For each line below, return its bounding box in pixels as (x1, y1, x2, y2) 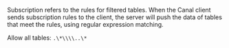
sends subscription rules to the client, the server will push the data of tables (7, 13, 222, 21)
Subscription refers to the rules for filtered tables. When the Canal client (7, 6, 211, 14)
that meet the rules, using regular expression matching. (7, 21, 164, 28)
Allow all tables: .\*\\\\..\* (7, 34, 87, 42)
